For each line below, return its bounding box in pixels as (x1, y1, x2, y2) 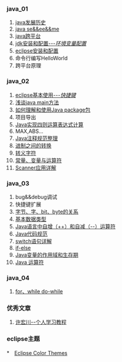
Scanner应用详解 (15, 164, 56, 171)
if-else (15, 244, 31, 251)
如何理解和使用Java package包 (15, 106, 90, 113)
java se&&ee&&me (15, 25, 59, 32)
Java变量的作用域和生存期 (15, 251, 79, 258)
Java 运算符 (15, 259, 45, 266)
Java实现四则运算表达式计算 (15, 120, 84, 128)
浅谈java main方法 (15, 99, 59, 106)
